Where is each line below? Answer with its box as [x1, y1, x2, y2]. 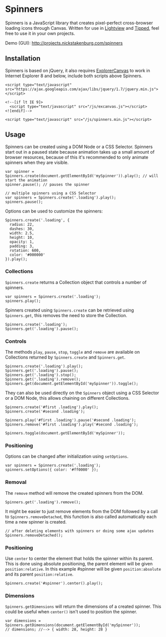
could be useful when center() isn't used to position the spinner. [5, 609, 137, 615]
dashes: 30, [9, 226, 35, 231]
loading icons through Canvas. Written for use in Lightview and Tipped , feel [5, 25, 160, 31]
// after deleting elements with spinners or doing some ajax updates [5, 529, 154, 533]
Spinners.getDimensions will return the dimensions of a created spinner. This [5, 603, 162, 610]
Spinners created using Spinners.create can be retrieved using [5, 307, 134, 313]
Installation [5, 54, 41, 63]
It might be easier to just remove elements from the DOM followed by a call [5, 508, 158, 514]
